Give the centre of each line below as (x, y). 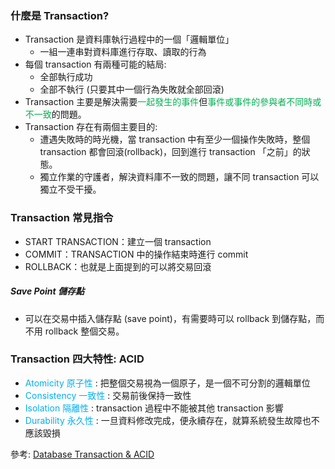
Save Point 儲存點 (47, 291)
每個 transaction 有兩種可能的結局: (95, 64)
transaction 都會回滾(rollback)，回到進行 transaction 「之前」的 (170, 152)
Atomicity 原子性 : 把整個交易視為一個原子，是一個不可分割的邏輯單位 (167, 383)
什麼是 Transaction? (60, 15)
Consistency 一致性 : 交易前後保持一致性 (108, 395)
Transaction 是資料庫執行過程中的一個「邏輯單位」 (129, 39)
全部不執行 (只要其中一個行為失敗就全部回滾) (132, 89)
